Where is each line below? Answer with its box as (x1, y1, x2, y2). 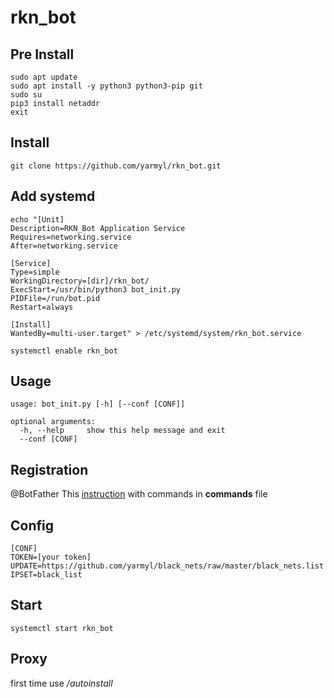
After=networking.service (10, 241, 118, 251)
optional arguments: (10, 417, 97, 427)
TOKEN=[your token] (10, 552, 92, 563)
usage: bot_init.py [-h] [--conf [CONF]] (10, 399, 186, 410)
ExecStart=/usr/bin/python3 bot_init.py (10, 284, 182, 295)
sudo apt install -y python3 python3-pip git (10, 81, 203, 91)
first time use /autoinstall (10, 677, 113, 689)
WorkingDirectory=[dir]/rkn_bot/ (10, 276, 150, 286)
